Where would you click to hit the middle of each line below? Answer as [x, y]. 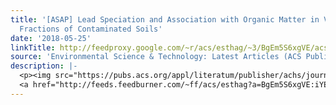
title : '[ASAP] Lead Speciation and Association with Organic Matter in [165, 19]
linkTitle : [33, 47]
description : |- [44, 66]
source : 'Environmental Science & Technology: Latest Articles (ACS [156, 57]
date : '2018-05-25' [51, 38]
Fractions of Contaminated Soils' [91, 29]
